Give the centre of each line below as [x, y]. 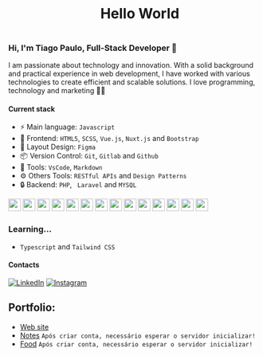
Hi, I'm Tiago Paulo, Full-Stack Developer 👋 [93, 48]
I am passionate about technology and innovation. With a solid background [131, 65]
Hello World [140, 14]
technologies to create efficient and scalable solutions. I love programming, [132, 82]
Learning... [30, 229]
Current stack [32, 108]
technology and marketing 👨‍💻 [57, 91]
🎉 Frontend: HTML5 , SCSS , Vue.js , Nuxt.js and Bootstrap [109, 139]
